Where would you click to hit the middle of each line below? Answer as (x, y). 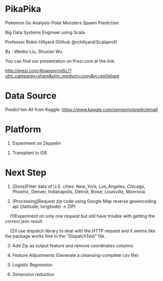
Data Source (31, 96)
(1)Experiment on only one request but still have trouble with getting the (82, 216)
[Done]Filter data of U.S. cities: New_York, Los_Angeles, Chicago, (79, 186)
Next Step (26, 173)
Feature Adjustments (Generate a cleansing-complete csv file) (75, 255)
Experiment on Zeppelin (36, 143)
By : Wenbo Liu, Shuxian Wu (34, 51)
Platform (23, 130)
